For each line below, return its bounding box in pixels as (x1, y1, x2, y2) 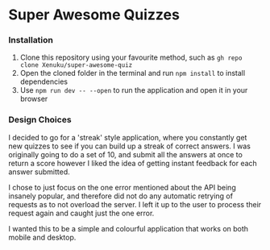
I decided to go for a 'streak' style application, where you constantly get (8, 132, 247, 142)
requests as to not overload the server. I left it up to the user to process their (8, 199, 262, 209)
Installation (8, 35, 54, 46)
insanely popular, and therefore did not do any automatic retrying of (8, 191, 234, 201)
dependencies (19, 77, 69, 86)
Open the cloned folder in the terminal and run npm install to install (19, 69, 246, 78)
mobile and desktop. (8, 232, 77, 242)
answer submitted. (8, 167, 70, 177)
